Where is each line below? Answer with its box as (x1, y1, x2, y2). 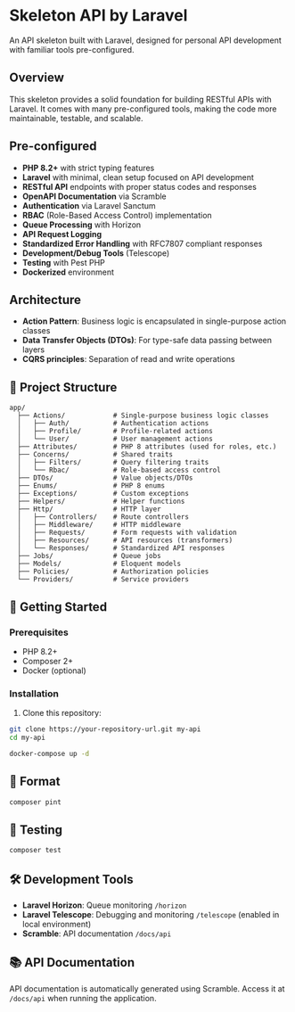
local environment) (21, 918, 92, 929)
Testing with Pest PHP (21, 257, 105, 267)
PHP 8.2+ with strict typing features (21, 162, 155, 173)
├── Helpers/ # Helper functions (17, 497, 185, 506)
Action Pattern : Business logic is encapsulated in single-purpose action (21, 316, 287, 326)
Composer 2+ (21, 655, 74, 666)
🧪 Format (9, 774, 61, 789)
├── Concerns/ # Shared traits (17, 450, 174, 459)
